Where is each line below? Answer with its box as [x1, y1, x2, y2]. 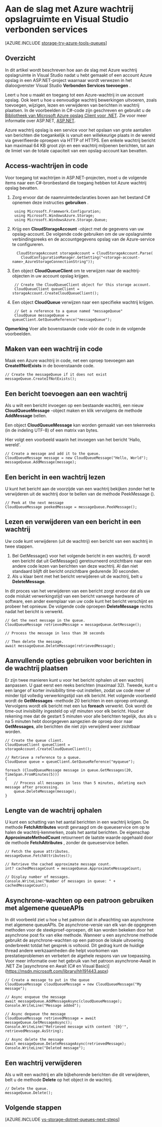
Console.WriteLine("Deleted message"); [5, 1045, 86, 1051]
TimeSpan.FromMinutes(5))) [5, 772, 59, 777]
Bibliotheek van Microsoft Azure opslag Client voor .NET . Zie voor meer [5, 113, 147, 118]
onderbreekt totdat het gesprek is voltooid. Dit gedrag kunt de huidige [5, 943, 145, 948]
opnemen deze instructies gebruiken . [12, 199, 88, 205]
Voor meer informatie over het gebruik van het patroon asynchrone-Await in [5, 958, 156, 964]
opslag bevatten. [5, 185, 39, 191]
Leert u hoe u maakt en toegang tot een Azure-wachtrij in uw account [5, 92, 144, 98]
